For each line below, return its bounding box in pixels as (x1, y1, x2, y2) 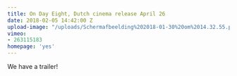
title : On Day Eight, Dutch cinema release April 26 (7, 10, 166, 18)
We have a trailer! (7, 63, 59, 70)
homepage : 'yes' (7, 43, 55, 50)
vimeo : (7, 30, 27, 37)
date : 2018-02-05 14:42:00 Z (7, 17, 93, 24)
